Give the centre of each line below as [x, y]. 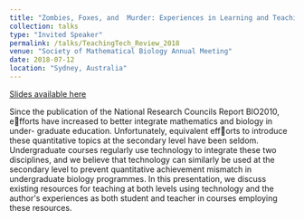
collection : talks [44, 26]
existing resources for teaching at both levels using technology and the [142, 188]
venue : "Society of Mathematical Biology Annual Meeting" [121, 52]
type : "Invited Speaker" [56, 34]
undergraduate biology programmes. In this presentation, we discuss [138, 178]
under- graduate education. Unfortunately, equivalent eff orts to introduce [148, 130]
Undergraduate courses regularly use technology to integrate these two [143, 149]
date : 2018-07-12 [42, 60]
